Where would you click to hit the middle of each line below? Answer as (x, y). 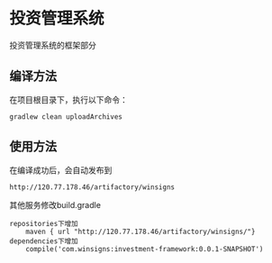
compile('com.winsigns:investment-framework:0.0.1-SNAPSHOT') (145, 249)
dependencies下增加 (44, 241)
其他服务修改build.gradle (55, 204)
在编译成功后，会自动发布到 (61, 170)
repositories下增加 (44, 223)
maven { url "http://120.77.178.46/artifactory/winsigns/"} (141, 231)
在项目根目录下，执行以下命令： (68, 99)
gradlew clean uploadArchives (66, 117)
